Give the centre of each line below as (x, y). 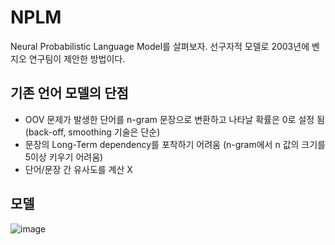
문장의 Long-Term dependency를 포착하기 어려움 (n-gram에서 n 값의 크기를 (175, 144)
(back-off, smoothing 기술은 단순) (92, 132)
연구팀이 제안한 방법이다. (77, 58)
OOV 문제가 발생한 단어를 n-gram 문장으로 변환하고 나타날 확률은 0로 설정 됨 (174, 119)
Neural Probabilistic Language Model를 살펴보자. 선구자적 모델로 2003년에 (160, 46)
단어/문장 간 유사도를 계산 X (78, 169)
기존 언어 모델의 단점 (69, 93)
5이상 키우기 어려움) (64, 157)
